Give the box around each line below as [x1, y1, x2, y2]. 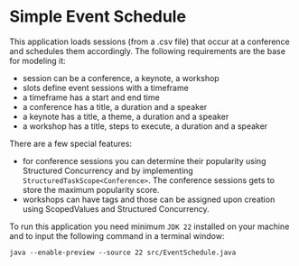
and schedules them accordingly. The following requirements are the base [9, 45, 286, 56]
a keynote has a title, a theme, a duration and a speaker [22, 111, 229, 122]
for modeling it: [9, 55, 66, 66]
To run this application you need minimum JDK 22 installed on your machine [9, 221, 290, 232]
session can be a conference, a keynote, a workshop [22, 72, 220, 83]
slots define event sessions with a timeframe [22, 82, 190, 93]
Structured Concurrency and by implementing [22, 165, 194, 176]
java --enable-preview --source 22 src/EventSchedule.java [9, 248, 237, 257]
